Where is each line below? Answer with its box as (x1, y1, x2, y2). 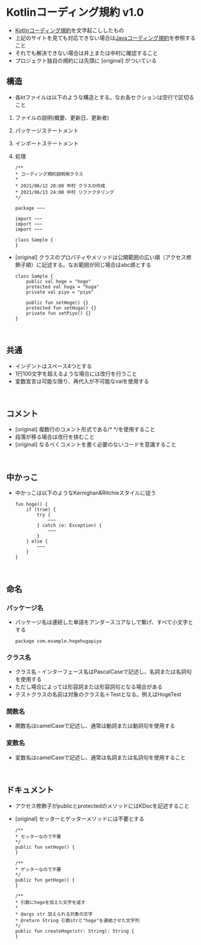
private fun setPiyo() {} (26, 310, 92, 316)
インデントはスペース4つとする (14, 362, 92, 370)
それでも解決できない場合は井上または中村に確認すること (14, 49, 158, 56)
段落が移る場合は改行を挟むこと (14, 433, 95, 440)
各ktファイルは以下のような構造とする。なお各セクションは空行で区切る (14, 93, 194, 100)
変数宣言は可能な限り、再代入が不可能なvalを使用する (14, 378, 150, 385)
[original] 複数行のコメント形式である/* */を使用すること (14, 426, 156, 433)
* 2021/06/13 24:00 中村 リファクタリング (14, 189, 115, 195)
